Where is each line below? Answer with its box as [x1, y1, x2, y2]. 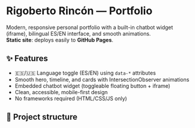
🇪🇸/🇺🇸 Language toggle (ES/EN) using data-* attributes [14, 69, 156, 76]
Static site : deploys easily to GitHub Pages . [6, 36, 114, 43]
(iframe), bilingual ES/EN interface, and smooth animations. [6, 30, 151, 37]
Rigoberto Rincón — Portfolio [6, 4, 153, 18]
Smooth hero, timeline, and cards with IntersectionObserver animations [14, 76, 190, 83]
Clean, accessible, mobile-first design [14, 88, 108, 95]
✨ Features [6, 53, 48, 63]
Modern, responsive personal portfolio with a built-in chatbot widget [6, 24, 174, 31]
